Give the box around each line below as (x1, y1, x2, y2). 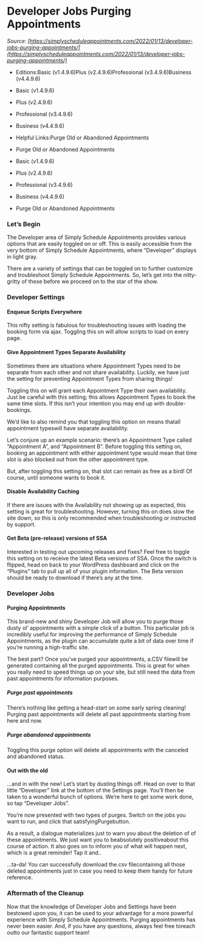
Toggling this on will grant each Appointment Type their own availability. (7, 386, 187, 394)
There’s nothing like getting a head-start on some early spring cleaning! (7, 704, 186, 711)
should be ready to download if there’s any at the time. (7, 574, 143, 581)
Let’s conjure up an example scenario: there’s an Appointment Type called (7, 436, 192, 444)
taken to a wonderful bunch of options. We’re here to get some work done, (7, 793, 194, 801)
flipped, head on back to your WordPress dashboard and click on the (7, 561, 180, 568)
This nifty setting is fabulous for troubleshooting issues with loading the (7, 321, 186, 329)
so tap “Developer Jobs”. (7, 800, 69, 807)
